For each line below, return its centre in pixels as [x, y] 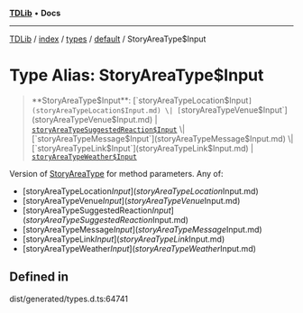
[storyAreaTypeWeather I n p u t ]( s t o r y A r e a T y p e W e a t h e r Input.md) [139, 248]
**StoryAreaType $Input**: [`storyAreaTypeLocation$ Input [140, 100]
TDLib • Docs [35, 13]
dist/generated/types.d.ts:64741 [69, 299]
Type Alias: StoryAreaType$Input [137, 75]
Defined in [39, 277]
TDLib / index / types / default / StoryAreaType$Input [108, 39]
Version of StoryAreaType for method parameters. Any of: [116, 173]
